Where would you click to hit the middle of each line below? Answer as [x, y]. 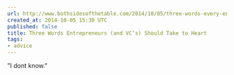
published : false [32, 26]
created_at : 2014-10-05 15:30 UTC [57, 20]
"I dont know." [27, 66]
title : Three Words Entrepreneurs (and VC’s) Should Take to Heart [107, 33]
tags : [15, 40]
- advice [20, 46]
